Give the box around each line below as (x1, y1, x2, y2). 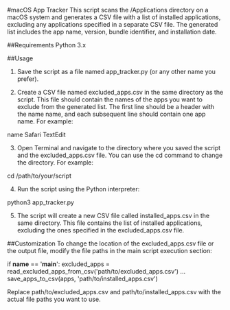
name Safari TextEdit (7, 130, 67, 139)
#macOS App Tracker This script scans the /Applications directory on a (7, 6, 209, 14)
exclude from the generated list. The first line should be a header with (16, 103, 215, 110)
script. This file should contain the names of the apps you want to (16, 95, 203, 104)
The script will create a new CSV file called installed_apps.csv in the (16, 212, 210, 219)
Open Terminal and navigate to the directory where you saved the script (16, 144, 221, 152)
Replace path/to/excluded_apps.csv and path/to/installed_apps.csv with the (7, 288, 222, 296)
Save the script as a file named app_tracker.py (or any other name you (16, 68, 216, 75)
